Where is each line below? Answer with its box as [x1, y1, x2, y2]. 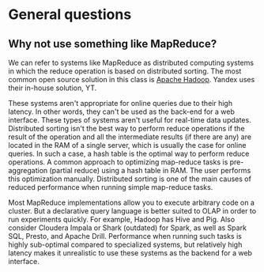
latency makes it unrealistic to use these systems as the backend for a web [8, 248, 253, 258]
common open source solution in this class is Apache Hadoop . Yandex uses [8, 75, 255, 84]
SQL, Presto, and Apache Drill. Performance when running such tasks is [8, 232, 243, 240]
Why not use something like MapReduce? [8, 37, 217, 51]
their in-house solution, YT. [8, 83, 97, 93]
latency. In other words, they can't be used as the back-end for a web [8, 107, 236, 116]
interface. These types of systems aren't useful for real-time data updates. [8, 115, 251, 124]
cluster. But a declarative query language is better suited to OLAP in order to [8, 206, 257, 215]
